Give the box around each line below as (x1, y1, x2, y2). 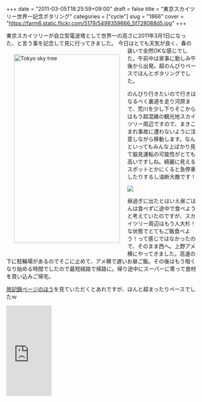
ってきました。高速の (142, 250, 196, 257)
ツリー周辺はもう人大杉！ (132, 220, 196, 227)
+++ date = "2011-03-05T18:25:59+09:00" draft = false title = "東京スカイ (6, 5, 190, 12)
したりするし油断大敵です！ (127, 173, 196, 180)
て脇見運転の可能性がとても (127, 150, 196, 158)
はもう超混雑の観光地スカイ (127, 113, 196, 120)
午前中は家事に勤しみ (137, 55, 191, 62)
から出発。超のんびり (132, 62, 186, 69)
